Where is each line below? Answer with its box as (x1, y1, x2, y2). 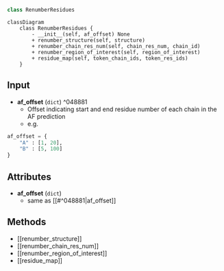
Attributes (7, 171, 51, 182)
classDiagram (7, 19, 45, 25)
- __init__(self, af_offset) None (32, 31, 130, 38)
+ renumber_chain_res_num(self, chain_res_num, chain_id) (32, 43, 201, 49)
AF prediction (27, 112, 66, 120)
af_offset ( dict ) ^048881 (16, 97, 88, 106)
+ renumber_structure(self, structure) (32, 36, 146, 44)
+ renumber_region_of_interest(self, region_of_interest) (32, 49, 201, 56)
